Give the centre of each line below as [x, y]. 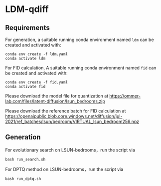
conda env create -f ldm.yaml [37, 54]
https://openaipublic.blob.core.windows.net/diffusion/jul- [64, 116]
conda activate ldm [25, 58]
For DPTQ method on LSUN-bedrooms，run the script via [64, 169]
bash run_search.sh [25, 159]
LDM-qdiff [27, 9]
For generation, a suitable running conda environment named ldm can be [80, 39]
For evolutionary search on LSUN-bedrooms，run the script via [70, 150]
